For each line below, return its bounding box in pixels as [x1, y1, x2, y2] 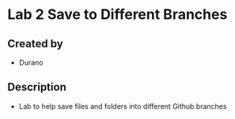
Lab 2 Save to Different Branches [7, 6, 228, 24]
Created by [7, 37, 64, 50]
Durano [18, 58, 44, 67]
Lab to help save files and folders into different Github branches [18, 101, 227, 111]
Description [7, 80, 66, 94]
